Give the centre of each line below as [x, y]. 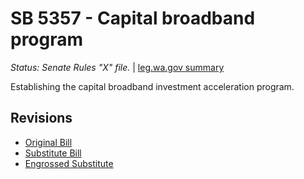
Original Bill [48, 142]
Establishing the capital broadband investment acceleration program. [152, 86]
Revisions [41, 118]
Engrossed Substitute [69, 163]
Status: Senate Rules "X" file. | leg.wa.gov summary [117, 67]
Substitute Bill [53, 153]
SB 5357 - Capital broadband [133, 18]
